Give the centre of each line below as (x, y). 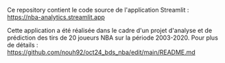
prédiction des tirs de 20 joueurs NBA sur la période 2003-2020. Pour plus (113, 38)
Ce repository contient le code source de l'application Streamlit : (98, 10)
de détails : (23, 45)
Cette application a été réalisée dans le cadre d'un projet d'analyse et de (110, 30)
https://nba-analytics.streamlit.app (56, 17)
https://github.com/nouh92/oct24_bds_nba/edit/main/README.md (101, 52)
